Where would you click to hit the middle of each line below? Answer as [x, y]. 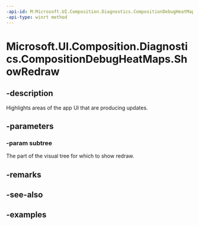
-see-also [25, 195]
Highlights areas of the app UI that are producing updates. [77, 108]
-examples [26, 215]
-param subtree [29, 143]
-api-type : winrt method [37, 17]
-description [30, 93]
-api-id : [17, 12]
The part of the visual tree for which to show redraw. [70, 156]
